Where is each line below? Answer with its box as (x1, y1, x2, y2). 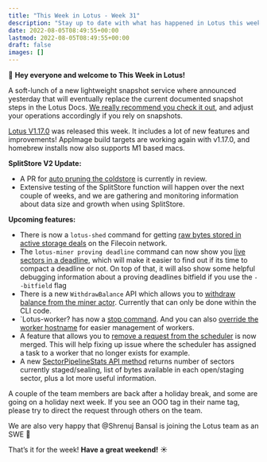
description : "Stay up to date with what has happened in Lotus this (8, 19, 244, 27)
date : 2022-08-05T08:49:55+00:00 (8, 26, 119, 34)
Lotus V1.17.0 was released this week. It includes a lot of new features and (8, 126, 250, 136)
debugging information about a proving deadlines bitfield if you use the (19, 272, 253, 282)
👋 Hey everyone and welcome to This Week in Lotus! (8, 71, 185, 79)
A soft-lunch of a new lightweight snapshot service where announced (8, 86, 237, 95)
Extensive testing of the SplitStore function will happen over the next (19, 183, 245, 191)
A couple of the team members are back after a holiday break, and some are (8, 389, 258, 398)
